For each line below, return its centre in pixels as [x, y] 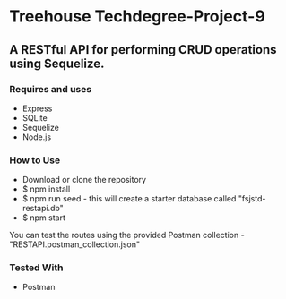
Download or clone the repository [84, 180]
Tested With [36, 268]
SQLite [35, 117]
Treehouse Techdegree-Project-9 [138, 17]
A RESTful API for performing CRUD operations [143, 50]
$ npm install [46, 189]
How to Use [35, 160]
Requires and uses [51, 89]
